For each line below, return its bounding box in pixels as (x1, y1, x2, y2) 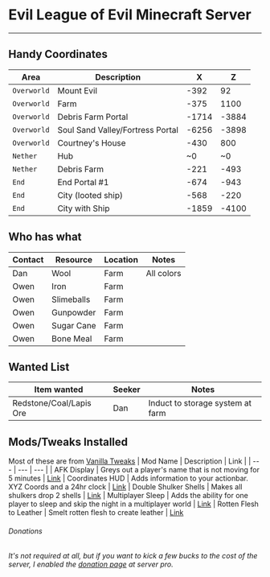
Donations (8, 525, 43, 536)
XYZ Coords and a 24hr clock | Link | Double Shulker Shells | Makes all (8, 482, 243, 492)
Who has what (8, 230, 82, 244)
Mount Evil (57, 84, 98, 96)
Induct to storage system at (148, 398, 252, 409)
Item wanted (34, 384, 84, 395)
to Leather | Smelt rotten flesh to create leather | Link (8, 508, 184, 517)
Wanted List (8, 360, 70, 373)
